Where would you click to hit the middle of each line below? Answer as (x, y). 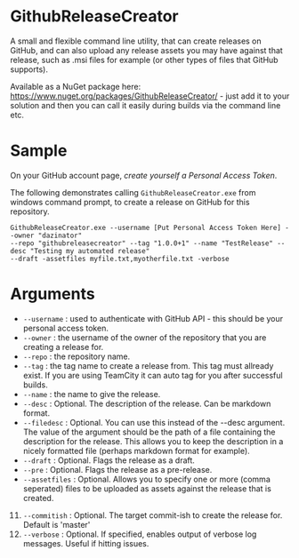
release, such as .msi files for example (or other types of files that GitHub (144, 60)
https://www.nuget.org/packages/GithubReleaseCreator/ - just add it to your (150, 96)
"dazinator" (60, 235)
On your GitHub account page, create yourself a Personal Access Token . (144, 175)
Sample (39, 151)
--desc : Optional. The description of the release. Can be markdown (147, 403)
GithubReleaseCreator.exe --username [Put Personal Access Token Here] (145, 227)
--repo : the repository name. (77, 356)
